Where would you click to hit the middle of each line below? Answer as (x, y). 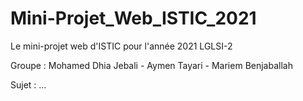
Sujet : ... (28, 84)
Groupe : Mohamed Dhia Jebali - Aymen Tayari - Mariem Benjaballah (151, 65)
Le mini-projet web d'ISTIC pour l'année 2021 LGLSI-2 (121, 46)
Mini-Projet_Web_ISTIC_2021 (133, 18)
